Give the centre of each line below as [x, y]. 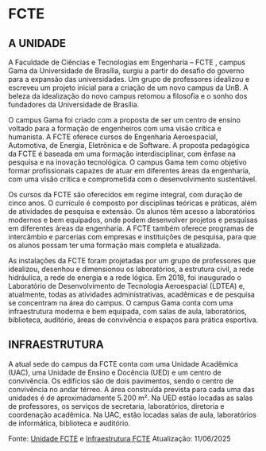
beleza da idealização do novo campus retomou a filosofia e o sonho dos [128, 96]
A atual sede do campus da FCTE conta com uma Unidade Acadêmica [123, 364]
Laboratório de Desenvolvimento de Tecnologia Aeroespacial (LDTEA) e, [127, 286]
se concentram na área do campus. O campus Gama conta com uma [121, 303]
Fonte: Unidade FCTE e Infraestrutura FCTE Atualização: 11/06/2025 [120, 438]
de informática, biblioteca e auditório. [69, 423]
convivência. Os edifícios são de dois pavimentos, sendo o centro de [121, 381]
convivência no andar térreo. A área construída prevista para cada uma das [132, 389]
